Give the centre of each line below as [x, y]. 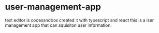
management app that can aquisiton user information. [58, 25]
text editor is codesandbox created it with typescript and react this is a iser [79, 20]
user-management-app [53, 7]
